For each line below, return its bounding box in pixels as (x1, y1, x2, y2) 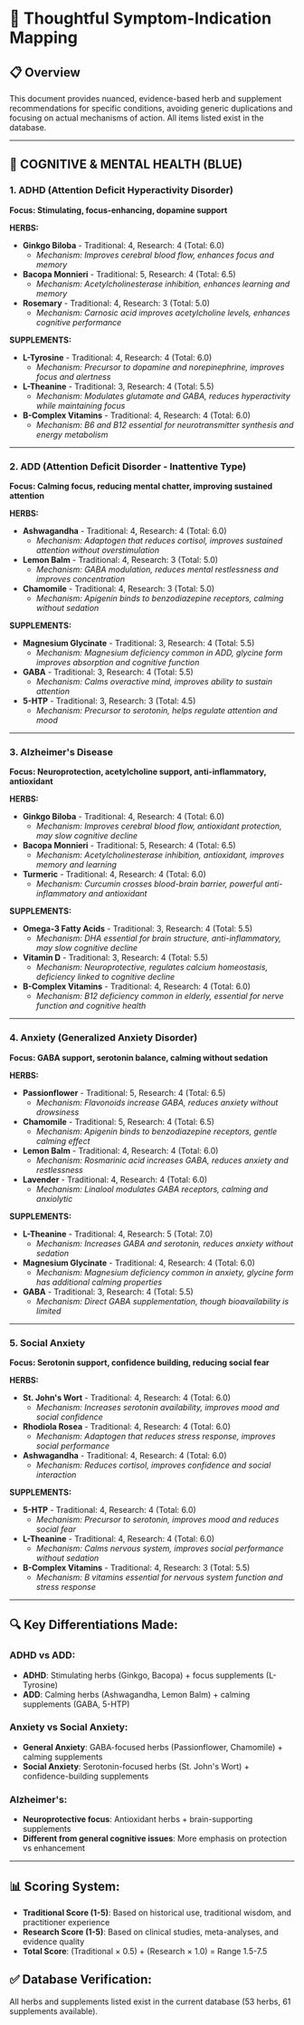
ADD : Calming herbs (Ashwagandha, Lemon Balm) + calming (22, 1689, 251, 1700)
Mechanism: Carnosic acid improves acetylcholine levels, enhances (35, 307, 291, 318)
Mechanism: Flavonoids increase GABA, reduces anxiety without (35, 1097, 279, 1108)
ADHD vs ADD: (9, 1649, 76, 1662)
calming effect (35, 1135, 90, 1146)
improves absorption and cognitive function (35, 656, 200, 667)
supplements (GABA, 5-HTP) (22, 1699, 130, 1710)
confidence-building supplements (22, 1770, 149, 1781)
